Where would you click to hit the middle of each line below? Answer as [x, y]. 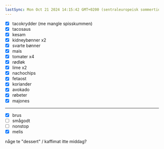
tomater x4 [23, 56]
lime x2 [20, 68]
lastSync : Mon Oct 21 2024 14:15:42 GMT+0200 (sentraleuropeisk [72, 10]
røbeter [20, 95]
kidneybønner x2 [29, 40]
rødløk [19, 62]
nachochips [24, 73]
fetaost [19, 79]
